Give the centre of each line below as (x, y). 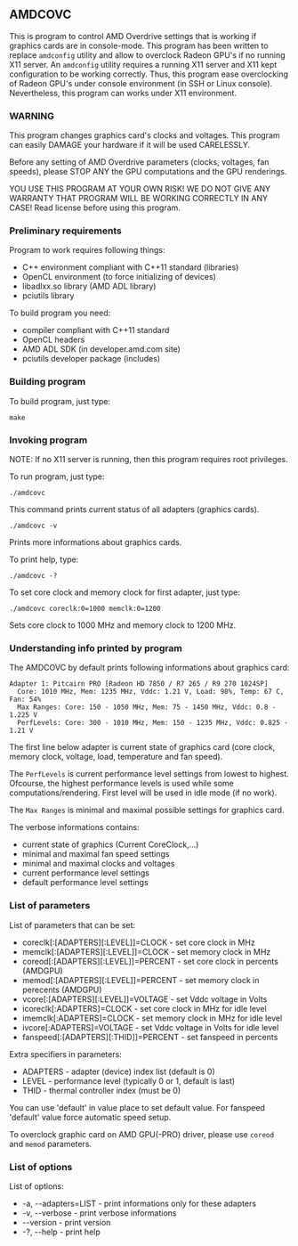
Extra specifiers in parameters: (65, 1054)
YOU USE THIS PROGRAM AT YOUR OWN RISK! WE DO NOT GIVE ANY (140, 189)
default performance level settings (85, 883)
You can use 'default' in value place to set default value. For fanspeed (137, 1107)
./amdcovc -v (33, 525)
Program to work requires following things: (88, 250)
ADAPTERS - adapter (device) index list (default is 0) (118, 1071)
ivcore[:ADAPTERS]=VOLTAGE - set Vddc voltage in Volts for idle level (150, 1027)
